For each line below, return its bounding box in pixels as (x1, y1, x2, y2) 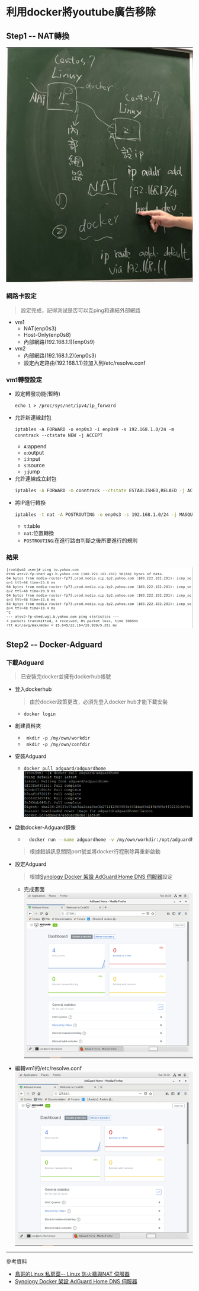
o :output (23, 449, 44, 457)
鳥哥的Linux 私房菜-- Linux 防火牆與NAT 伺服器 (14, 1270, 130, 1278)
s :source (23, 462, 46, 469)
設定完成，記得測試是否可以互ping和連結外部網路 (20, 307, 141, 314)
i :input (23, 455, 40, 463)
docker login (23, 711, 56, 718)
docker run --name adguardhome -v (28, 837, 114, 843)
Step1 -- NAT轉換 (6, 31, 70, 41)
